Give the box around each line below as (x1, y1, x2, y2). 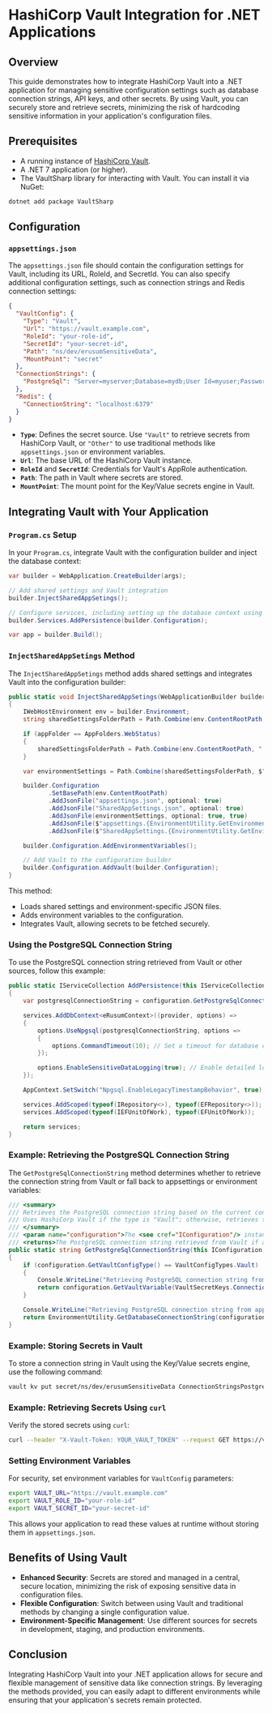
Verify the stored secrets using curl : (8, 1420, 130, 1430)
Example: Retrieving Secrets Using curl (8, 1402, 167, 1413)
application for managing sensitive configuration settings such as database (8, 85, 259, 95)
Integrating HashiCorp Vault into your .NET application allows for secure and (8, 1669, 263, 1679)
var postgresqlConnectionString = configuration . (23, 997, 194, 1006)
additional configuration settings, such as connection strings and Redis (8, 278, 245, 288)
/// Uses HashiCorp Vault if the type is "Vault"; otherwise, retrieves (8, 1215, 259, 1224)
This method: (8, 886, 53, 896)
